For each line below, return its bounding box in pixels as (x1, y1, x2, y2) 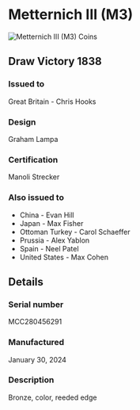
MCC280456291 (8, 317, 62, 327)
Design (8, 117, 36, 128)
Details (8, 275, 44, 289)
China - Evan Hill (19, 210, 75, 220)
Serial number (8, 299, 64, 310)
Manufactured (8, 337, 65, 348)
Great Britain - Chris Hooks (8, 97, 96, 106)
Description (8, 374, 55, 385)
